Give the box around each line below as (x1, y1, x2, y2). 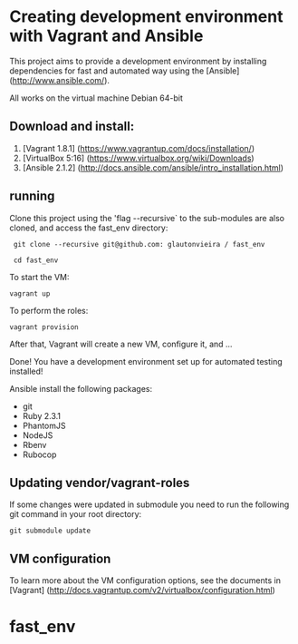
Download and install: (9, 119, 135, 134)
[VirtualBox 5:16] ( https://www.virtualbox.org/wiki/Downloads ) (22, 152, 255, 163)
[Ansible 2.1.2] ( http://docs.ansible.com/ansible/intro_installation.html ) (22, 161, 284, 173)
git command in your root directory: (9, 509, 142, 520)
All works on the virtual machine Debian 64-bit (9, 93, 184, 103)
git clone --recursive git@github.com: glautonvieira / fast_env (13, 239, 265, 249)
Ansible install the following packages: (9, 383, 153, 394)
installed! (9, 366, 43, 376)
